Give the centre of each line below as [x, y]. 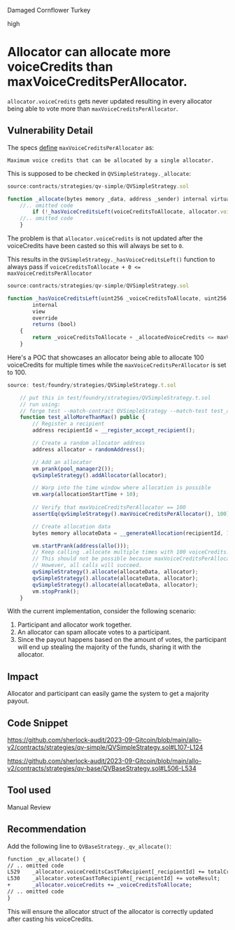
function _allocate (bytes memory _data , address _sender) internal [108, 199]
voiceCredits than [60, 67]
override [45, 318]
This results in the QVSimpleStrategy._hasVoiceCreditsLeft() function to [111, 259]
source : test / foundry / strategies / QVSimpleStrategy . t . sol [92, 385]
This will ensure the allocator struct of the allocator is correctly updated [110, 911]
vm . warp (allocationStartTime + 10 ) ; [86, 494]
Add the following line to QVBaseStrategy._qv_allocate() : [90, 846]
